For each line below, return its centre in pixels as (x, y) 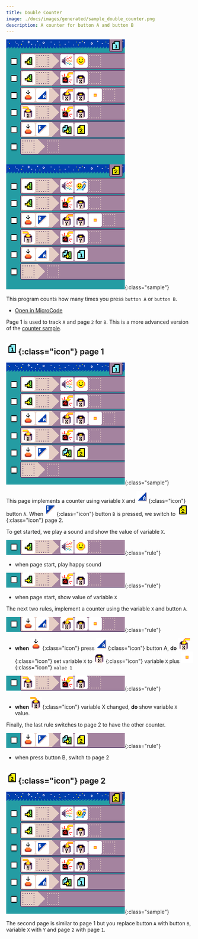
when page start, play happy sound (58, 565)
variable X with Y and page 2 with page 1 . (56, 929)
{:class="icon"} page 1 (61, 351)
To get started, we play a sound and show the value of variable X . (86, 532)
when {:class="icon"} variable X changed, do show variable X (96, 707)
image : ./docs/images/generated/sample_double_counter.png (81, 19)
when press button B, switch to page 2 (62, 758)
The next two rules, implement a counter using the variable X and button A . (97, 609)
